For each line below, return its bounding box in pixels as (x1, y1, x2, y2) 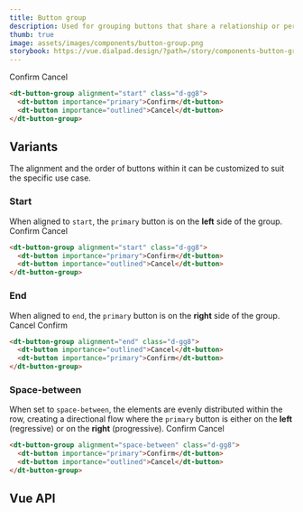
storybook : (9, 47, 50, 56)
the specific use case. (9, 172, 92, 183)
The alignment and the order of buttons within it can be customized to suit (9, 163, 285, 174)
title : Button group (9, 13, 87, 23)
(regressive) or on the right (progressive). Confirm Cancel (9, 424, 225, 434)
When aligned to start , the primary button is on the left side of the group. (9, 216, 283, 227)
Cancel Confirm (9, 320, 69, 330)
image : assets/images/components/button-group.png (9, 38, 204, 48)
